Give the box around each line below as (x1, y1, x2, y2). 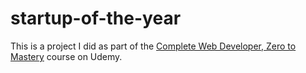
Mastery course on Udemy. (10, 50, 123, 62)
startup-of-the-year (10, 7, 182, 30)
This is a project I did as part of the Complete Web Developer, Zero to (10, 40, 297, 52)
